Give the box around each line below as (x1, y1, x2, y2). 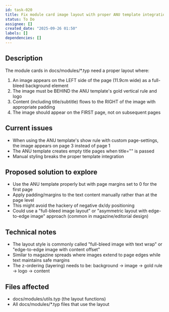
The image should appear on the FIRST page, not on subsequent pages (12, 109, 161, 115)
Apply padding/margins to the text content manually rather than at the (12, 192, 157, 198)
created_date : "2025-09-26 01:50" (5, 26, 78, 31)
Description (5, 54, 43, 63)
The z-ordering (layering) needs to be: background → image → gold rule (12, 263, 162, 269)
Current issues (5, 124, 53, 132)
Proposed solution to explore (5, 168, 98, 176)
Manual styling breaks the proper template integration (12, 153, 124, 159)
